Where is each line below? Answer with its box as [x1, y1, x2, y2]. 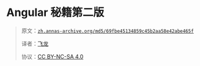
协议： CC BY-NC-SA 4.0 [21, 53, 84, 60]
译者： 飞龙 [21, 40, 49, 47]
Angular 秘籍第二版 [6, 5, 105, 20]
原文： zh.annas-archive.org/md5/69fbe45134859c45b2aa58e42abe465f [21, 27, 194, 34]
